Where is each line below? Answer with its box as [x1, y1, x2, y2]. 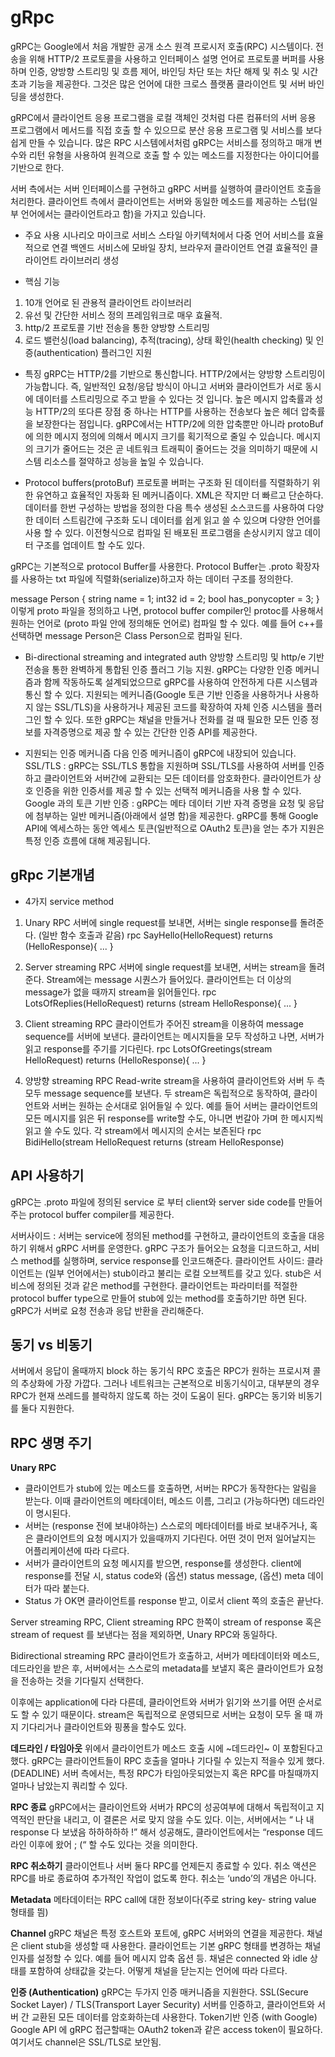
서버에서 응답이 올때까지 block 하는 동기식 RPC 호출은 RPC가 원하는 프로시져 [10, 1365, 311, 1377]
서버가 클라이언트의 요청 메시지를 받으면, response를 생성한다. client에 [24, 1557, 302, 1570]
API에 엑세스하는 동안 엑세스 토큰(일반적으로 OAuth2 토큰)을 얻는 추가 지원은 [24, 822, 325, 834]
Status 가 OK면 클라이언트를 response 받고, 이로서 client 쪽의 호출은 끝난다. [24, 1595, 324, 1607]
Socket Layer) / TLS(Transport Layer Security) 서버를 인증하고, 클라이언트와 [10, 1999, 315, 2011]
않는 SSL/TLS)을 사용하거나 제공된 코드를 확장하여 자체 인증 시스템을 [35, 701, 304, 713]
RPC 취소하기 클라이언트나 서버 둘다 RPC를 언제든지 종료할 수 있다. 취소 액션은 [10, 1860, 317, 1872]
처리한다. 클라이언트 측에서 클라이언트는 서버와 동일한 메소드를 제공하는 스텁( [10, 195, 310, 207]
